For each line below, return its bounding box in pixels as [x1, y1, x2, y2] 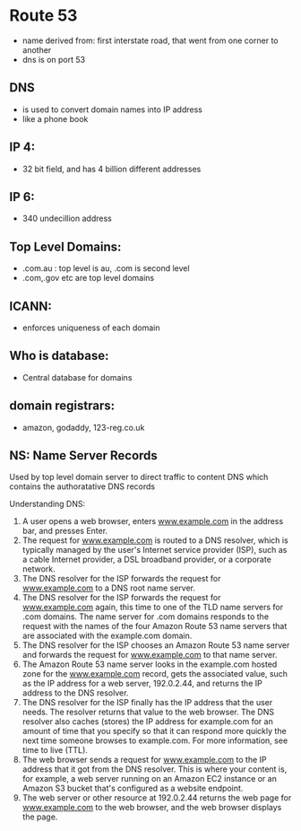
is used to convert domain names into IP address [21, 104, 203, 115]
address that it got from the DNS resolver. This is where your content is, [21, 764, 288, 774]
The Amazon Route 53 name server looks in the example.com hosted [21, 659, 278, 669]
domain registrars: [9, 398, 115, 414]
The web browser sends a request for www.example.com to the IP [21, 755, 267, 765]
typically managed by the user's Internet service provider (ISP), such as [21, 545, 288, 555]
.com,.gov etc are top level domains [21, 273, 155, 284]
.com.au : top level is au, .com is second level [21, 263, 190, 274]
